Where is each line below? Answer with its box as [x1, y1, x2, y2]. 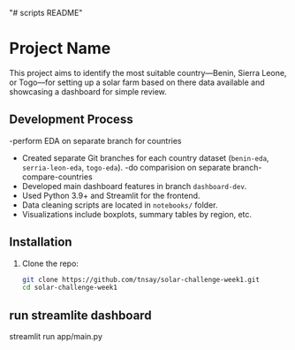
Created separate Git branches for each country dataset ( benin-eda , [21, 152, 269, 163]
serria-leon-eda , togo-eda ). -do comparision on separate [21, 162, 231, 172]
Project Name [9, 39, 111, 58]
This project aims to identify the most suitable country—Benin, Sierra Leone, [9, 67, 287, 78]
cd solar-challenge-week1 [21, 283, 117, 293]
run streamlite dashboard [9, 308, 152, 323]
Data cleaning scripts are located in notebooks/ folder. [21, 199, 218, 210]
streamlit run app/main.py [9, 331, 103, 342]
